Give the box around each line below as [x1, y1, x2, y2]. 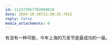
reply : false [5, 16, 32, 21]
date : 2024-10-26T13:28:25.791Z [5, 12, 72, 17]
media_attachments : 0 [5, 21, 50, 26]
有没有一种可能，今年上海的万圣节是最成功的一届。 [5, 35, 110, 41]
